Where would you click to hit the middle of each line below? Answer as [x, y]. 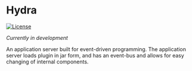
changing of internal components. [47, 62]
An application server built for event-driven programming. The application [96, 49]
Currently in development [37, 38]
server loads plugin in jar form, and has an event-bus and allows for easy [95, 55]
